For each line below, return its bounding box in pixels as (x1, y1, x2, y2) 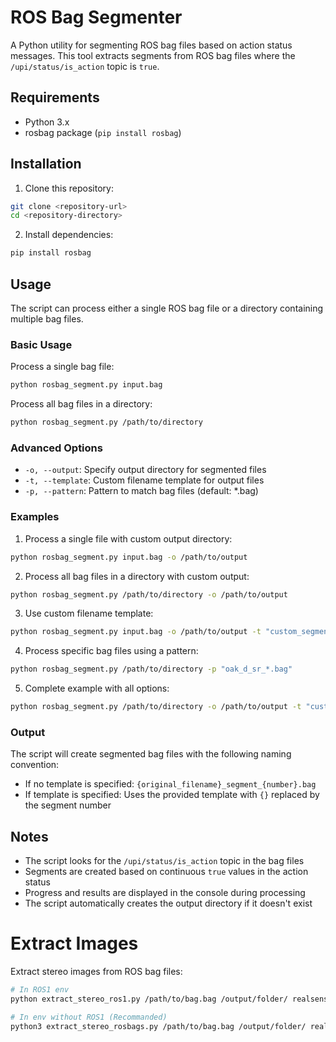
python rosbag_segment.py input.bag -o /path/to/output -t (10, 627, 262, 637)
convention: (10, 759, 60, 771)
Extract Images (10, 932, 139, 955)
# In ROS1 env (10, 985, 70, 995)
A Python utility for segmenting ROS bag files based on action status (10, 39, 293, 51)
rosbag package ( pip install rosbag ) (24, 126, 182, 138)
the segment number (24, 799, 112, 811)
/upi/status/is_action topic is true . (10, 60, 160, 72)
